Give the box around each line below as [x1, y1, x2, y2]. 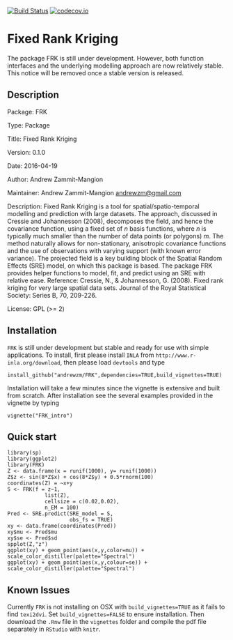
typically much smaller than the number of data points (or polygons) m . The [7, 231, 224, 240]
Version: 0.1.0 [7, 148, 46, 156]
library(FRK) [7, 462, 45, 468]
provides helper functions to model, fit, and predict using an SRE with [7, 268, 207, 277]
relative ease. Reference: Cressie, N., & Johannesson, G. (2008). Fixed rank [7, 276, 224, 284]
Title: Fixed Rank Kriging [7, 135, 77, 143]
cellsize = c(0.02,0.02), [44, 498, 120, 505]
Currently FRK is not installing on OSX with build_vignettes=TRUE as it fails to [7, 603, 225, 611]
